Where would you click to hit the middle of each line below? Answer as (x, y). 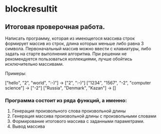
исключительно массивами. (35, 64)
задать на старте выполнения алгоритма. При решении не (66, 54)
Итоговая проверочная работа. (55, 27)
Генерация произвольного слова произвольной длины (69, 111)
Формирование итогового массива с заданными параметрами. (78, 121)
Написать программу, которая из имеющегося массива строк (70, 38)
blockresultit (31, 9)
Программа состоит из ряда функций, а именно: (66, 100)
